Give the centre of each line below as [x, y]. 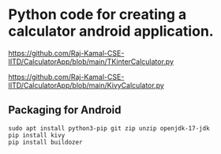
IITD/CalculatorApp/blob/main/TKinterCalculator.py [91, 62]
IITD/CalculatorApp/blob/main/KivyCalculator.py [86, 85]
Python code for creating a [97, 15]
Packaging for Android [65, 110]
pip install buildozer [45, 142]
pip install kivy [37, 135]
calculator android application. [111, 31]
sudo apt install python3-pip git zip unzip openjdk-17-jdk [109, 128]
